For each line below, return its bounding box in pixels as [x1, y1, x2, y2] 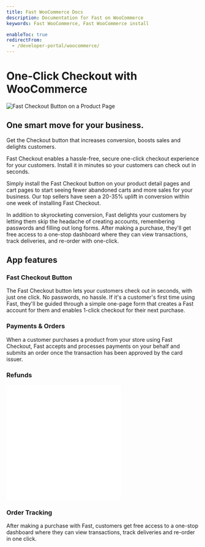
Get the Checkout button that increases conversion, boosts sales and [6, 136, 181, 144]
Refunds [6, 371, 32, 379]
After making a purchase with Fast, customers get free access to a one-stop [6, 522, 199, 530]
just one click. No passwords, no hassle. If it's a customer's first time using [6, 293, 195, 301]
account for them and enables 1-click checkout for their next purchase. [6, 307, 185, 314]
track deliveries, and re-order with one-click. [6, 237, 119, 244]
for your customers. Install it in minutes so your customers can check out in [6, 161, 196, 168]
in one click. [6, 535, 37, 543]
